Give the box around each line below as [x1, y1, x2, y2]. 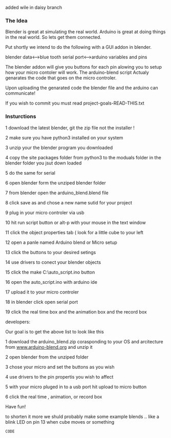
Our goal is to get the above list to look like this [5, 328, 104, 335]
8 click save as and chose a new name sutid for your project [5, 199, 132, 205]
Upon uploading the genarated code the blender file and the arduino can [5, 85, 159, 91]
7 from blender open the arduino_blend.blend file [5, 190, 109, 196]
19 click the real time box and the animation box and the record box [5, 308, 147, 315]
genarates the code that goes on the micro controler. [5, 75, 117, 81]
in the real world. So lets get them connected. [5, 34, 101, 40]
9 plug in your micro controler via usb [5, 210, 84, 216]
